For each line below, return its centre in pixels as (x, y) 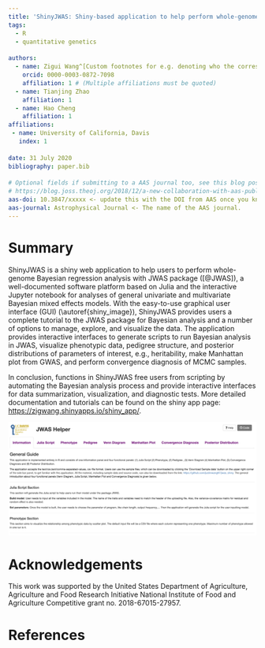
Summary (41, 248)
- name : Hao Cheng (46, 108)
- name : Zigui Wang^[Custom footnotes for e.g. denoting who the (125, 67)
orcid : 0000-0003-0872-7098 (68, 75)
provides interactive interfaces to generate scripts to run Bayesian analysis (129, 337)
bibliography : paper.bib (49, 166)
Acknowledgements (76, 564)
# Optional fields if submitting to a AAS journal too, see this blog (127, 183)
